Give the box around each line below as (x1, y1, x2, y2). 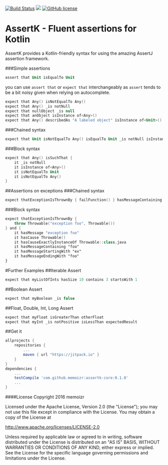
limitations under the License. (5, 455, 66, 461)
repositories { (14, 343, 46, 348)
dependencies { (5, 366, 37, 371)
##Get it (5, 328, 22, 334)
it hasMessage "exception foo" (14, 230, 79, 236)
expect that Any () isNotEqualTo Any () (5, 99, 86, 104)
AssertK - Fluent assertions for (5, 23, 136, 35)
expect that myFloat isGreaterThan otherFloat (5, 314, 104, 320)
